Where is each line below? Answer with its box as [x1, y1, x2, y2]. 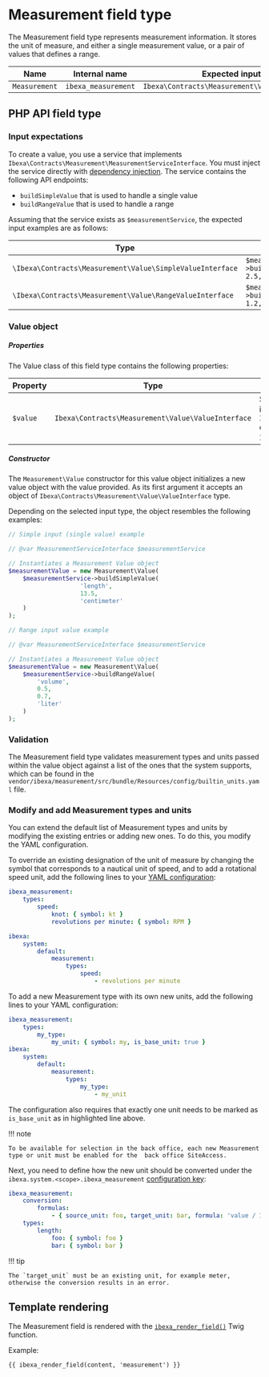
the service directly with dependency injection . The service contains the [8, 166, 247, 176]
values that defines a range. [8, 49, 101, 59]
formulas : [37, 1205, 70, 1213]
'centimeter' [79, 597, 124, 605]
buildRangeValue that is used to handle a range [19, 199, 175, 209]
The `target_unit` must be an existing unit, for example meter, [8, 1271, 231, 1280]
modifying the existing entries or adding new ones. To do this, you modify [8, 832, 251, 841]
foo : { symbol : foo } [50, 1233, 124, 1242]
